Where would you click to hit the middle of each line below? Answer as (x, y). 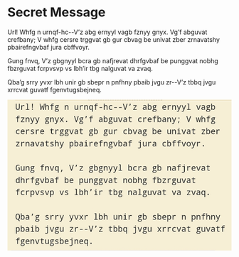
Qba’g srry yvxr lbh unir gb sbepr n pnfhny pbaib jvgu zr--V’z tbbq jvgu (112, 82)
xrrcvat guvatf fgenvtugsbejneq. (54, 89)
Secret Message (57, 12)
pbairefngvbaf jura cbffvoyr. (49, 47)
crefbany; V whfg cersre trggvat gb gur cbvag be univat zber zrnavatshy (114, 39)
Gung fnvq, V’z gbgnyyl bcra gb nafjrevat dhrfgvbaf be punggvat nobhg (113, 60)
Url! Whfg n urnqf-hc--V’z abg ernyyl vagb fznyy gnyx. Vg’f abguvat (107, 32)
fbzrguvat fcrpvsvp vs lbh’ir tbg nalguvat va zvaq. (80, 68)
